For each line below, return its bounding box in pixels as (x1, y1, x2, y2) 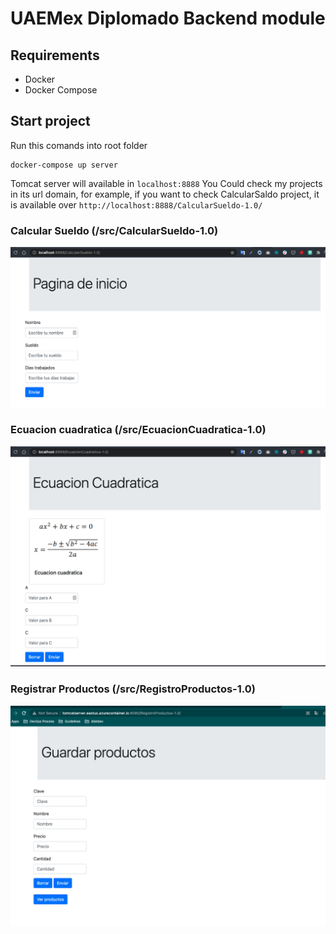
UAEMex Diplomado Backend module (10, 7, 326, 30)
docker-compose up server (10, 160, 118, 170)
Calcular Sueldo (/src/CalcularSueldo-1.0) (10, 223, 219, 237)
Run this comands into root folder (10, 139, 148, 151)
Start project (10, 113, 91, 130)
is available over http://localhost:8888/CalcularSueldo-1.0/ (10, 198, 263, 211)
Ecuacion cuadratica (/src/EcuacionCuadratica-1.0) (10, 423, 267, 437)
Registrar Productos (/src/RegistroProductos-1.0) (10, 682, 256, 696)
